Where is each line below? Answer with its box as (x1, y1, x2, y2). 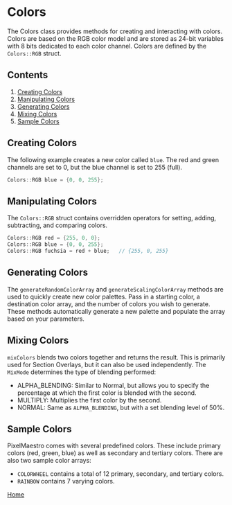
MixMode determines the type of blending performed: (7, 368, 157, 376)
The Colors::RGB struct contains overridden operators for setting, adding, (7, 214, 217, 222)
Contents (7, 69, 48, 81)
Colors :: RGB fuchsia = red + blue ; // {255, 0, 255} (7, 247, 169, 254)
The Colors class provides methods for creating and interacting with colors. (7, 27, 223, 35)
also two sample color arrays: (7, 457, 91, 465)
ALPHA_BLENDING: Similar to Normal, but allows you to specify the (17, 381, 210, 389)
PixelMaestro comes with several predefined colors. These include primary (7, 441, 222, 450)
